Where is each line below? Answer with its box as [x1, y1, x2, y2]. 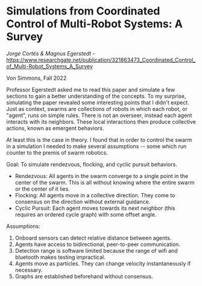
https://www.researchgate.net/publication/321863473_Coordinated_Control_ [6, 56, 196, 63]
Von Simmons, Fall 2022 [6, 74, 67, 81]
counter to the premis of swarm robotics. [6, 149, 108, 156]
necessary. [14, 266, 43, 273]
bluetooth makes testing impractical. [14, 253, 106, 261]
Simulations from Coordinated [6, 4, 160, 18]
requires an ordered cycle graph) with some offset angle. [14, 211, 157, 218]
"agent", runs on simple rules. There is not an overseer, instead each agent [6, 112, 192, 119]
